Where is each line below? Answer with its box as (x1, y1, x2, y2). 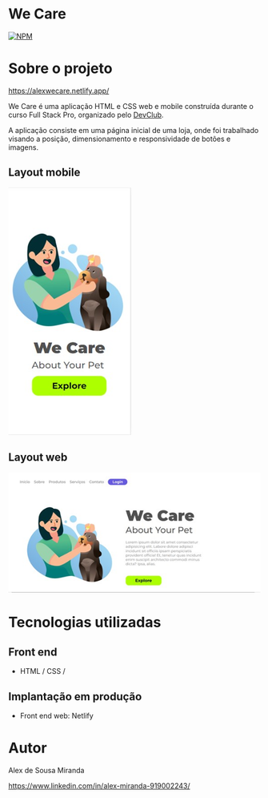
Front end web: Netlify (19, 711, 94, 721)
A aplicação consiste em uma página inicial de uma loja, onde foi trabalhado (8, 125, 259, 135)
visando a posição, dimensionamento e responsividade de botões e (8, 134, 231, 143)
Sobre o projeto (8, 59, 113, 78)
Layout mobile (8, 166, 81, 179)
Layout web (8, 450, 68, 465)
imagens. (8, 142, 38, 152)
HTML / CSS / (19, 667, 66, 676)
